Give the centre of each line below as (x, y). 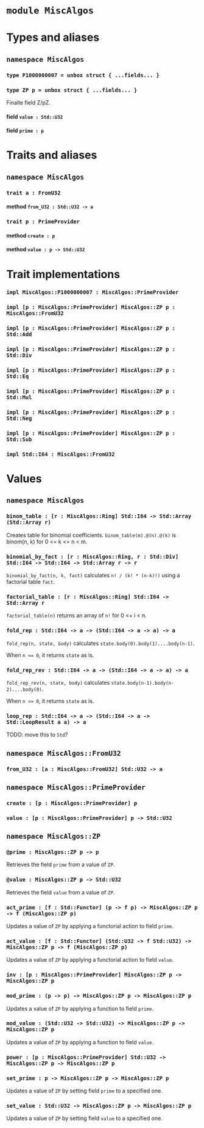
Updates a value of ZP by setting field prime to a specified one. (84, 1091)
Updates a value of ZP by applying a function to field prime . (80, 1008)
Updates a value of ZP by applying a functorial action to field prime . (90, 926)
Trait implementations (63, 274)
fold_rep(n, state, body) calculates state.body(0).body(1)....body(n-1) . (100, 643)
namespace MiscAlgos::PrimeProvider (76, 787)
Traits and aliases (52, 155)
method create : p (31, 235)
